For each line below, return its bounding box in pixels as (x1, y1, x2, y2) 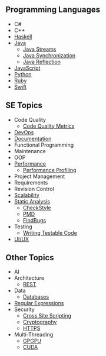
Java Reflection (22, 58, 61, 65)
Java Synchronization (22, 51, 76, 59)
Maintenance (14, 147, 47, 154)
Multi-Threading (14, 331, 54, 338)
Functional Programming (14, 141, 74, 148)
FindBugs (22, 216, 47, 224)
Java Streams (22, 46, 57, 53)
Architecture (14, 274, 45, 281)
